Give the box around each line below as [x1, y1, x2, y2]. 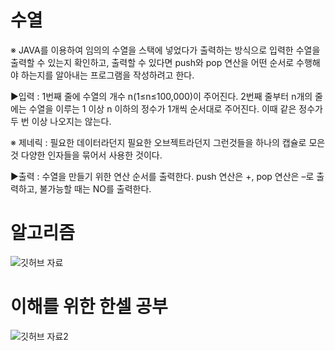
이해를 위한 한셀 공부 [10, 296, 168, 318]
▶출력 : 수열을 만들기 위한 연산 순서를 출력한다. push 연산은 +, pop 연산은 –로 [10, 170, 315, 182]
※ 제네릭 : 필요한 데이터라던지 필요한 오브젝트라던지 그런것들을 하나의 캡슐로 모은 [10, 136, 326, 148]
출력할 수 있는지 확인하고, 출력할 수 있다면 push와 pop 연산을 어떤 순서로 [10, 56, 295, 68]
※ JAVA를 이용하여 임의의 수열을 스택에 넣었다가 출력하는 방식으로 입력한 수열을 [10, 44, 321, 56]
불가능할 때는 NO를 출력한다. [39, 182, 152, 195]
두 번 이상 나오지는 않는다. [10, 115, 112, 127]
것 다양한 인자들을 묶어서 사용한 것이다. [10, 149, 163, 161]
